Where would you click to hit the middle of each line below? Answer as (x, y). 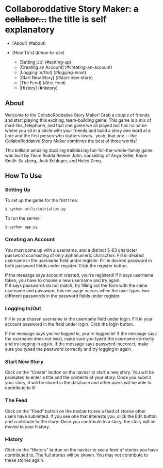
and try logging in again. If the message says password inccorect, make (77, 344)
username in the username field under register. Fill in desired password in (79, 260)
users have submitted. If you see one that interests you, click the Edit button (81, 416)
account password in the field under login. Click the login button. (70, 324)
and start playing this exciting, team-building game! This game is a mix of (78, 120)
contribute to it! (20, 388)
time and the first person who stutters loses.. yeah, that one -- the (71, 135)
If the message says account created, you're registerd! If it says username (79, 275)
